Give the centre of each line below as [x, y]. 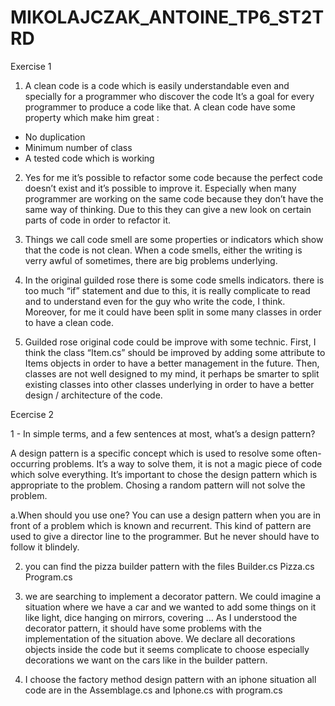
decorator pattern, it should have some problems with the [143, 628]
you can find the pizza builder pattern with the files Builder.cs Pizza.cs [169, 566]
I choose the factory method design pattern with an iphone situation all [170, 679]
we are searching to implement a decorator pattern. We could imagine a [172, 596]
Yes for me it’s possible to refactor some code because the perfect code [173, 177]
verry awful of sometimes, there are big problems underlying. [151, 260]
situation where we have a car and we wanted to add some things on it [170, 607]
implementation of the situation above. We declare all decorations [160, 638]
